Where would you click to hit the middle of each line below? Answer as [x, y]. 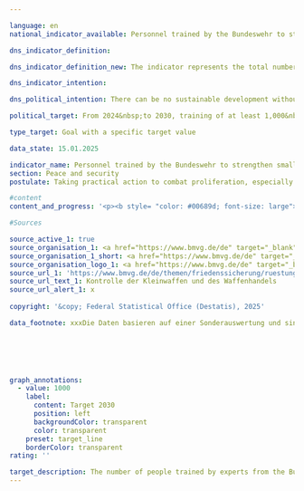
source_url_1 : [36, 273]
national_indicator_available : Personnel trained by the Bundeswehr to [147, 34]
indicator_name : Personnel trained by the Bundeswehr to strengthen [141, 165]
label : [38, 397]
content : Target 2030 [74, 405]
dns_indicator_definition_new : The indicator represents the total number [153, 67]
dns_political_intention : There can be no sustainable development [139, 100]
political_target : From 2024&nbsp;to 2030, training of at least [135, 116]
